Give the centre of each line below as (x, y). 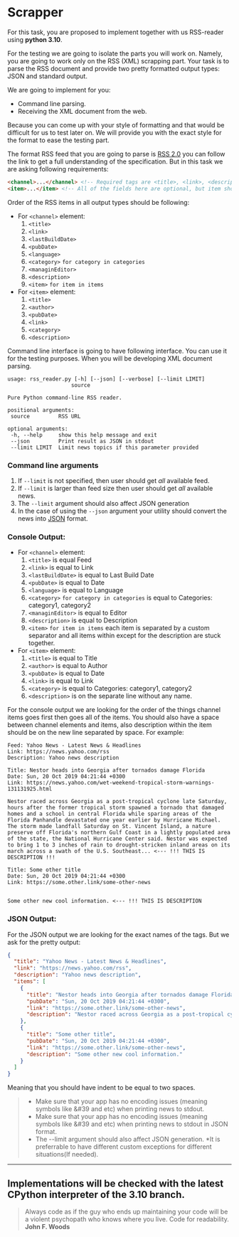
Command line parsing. (52, 103)
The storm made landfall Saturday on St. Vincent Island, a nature (110, 827)
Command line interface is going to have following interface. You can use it (117, 351)
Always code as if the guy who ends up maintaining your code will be (126, 1212)
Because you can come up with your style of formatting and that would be (116, 124)
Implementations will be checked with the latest (116, 1183)
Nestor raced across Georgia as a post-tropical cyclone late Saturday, (117, 802)
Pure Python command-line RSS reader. (65, 398)
